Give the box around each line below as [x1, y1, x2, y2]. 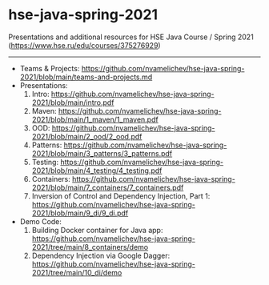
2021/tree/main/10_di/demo [31, 267, 122, 277]
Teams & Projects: [19, 63, 80, 73]
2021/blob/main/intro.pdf [31, 98, 114, 107]
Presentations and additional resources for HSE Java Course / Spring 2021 [8, 32, 254, 42]
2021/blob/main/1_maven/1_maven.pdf [31, 114, 159, 124]
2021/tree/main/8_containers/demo [31, 242, 149, 251]
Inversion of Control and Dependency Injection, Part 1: [31, 191, 211, 201]
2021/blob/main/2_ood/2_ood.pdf [31, 131, 143, 141]
